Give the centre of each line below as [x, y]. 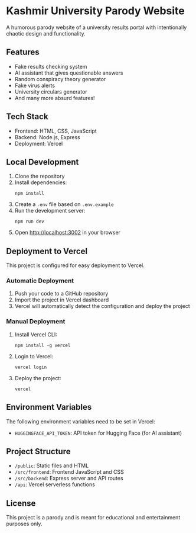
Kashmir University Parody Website [95, 11]
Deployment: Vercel [39, 143]
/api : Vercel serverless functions [55, 484]
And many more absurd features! [55, 98]
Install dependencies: [41, 182]
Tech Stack [27, 117]
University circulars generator [51, 91]
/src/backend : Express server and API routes [69, 479]
